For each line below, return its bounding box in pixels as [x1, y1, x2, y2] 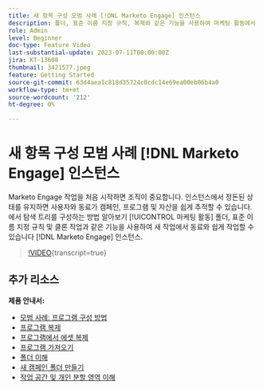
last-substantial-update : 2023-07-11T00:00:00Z [8, 49, 170, 57]
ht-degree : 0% [8, 100, 56, 108]
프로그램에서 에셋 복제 [19, 332, 89, 342]
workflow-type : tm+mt [8, 85, 80, 94]
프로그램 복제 [19, 322, 61, 332]
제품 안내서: [8, 296, 45, 305]
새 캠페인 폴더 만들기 [19, 362, 84, 371]
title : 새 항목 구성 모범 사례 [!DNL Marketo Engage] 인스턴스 [8, 11, 201, 20]
